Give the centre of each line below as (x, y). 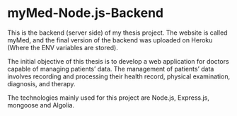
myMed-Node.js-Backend (86, 13)
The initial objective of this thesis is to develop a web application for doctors (118, 61)
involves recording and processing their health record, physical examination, (119, 76)
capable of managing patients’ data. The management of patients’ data (111, 69)
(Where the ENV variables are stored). (63, 47)
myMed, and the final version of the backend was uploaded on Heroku (110, 40)
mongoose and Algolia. (41, 105)
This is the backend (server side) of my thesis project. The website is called (117, 33)
